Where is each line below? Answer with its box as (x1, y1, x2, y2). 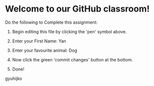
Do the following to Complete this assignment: (5, 19, 98, 25)
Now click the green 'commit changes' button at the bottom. (12, 57, 133, 62)
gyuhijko (5, 75, 22, 81)
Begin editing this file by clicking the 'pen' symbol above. (12, 29, 127, 34)
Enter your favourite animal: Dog (12, 47, 77, 53)
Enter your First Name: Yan (12, 38, 67, 44)
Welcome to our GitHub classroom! (5, 3, 150, 14)
